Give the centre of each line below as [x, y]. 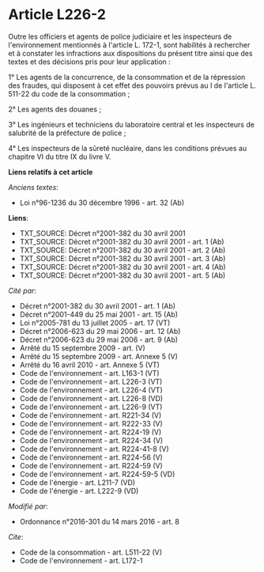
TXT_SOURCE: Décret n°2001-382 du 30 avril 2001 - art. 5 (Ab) [123, 275]
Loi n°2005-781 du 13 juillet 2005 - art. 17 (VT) [95, 323]
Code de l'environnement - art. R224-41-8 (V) [94, 449]
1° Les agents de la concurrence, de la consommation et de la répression [127, 77]
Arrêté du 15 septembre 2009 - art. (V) [83, 348]
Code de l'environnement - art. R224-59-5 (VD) [97, 474]
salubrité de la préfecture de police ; [67, 133]
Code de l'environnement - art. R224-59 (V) [91, 465]
